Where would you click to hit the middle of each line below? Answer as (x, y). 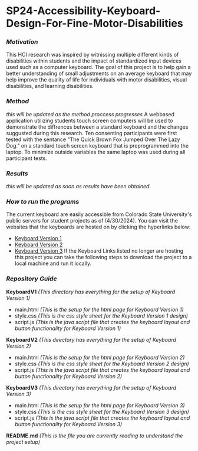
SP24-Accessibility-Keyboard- (83, 11)
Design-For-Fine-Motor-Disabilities (95, 23)
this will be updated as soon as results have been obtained (78, 187)
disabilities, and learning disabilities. (50, 86)
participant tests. (27, 158)
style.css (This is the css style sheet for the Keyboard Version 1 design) (101, 316)
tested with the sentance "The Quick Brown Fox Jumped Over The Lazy (93, 139)
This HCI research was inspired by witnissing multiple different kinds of (93, 55)
